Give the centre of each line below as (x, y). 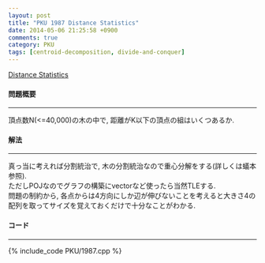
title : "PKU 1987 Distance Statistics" (74, 23)
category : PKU (32, 45)
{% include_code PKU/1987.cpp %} (65, 250)
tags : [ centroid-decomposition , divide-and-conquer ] (97, 52)
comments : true (33, 38)
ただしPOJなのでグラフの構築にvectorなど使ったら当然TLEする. (112, 186)
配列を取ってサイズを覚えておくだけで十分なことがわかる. (102, 205)
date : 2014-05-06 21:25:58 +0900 (63, 30)
